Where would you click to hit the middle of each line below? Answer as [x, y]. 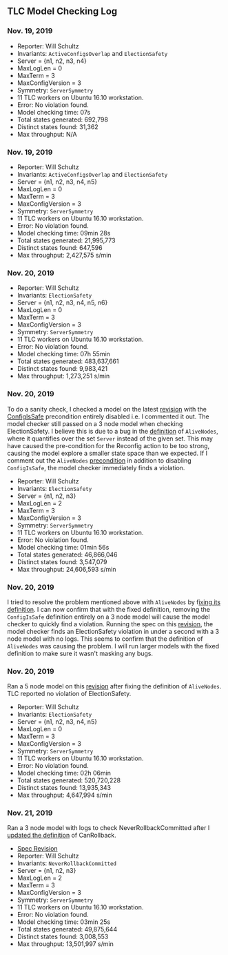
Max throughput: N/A [47, 134]
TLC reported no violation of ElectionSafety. [69, 694]
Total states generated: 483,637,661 [68, 361]
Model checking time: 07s [54, 112]
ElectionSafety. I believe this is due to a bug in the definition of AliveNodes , [113, 431]
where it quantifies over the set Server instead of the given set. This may [110, 438]
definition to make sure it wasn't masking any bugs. [80, 653]
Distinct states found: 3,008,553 [63, 937]
